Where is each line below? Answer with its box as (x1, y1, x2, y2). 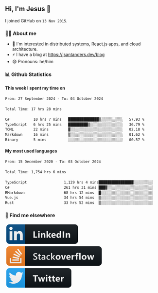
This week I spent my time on (5, 85, 66, 91)
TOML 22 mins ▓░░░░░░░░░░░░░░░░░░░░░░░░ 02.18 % (5, 127, 145, 132)
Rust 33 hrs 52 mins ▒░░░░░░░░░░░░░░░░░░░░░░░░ (5, 201, 153, 205)
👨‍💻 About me (5, 30, 36, 37)
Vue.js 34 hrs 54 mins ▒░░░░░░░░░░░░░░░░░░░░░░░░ (5, 195, 153, 200)
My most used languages (5, 148, 57, 154)
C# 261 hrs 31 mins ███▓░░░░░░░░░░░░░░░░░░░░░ (5, 185, 153, 190)
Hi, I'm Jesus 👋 (5, 5, 51, 13)
